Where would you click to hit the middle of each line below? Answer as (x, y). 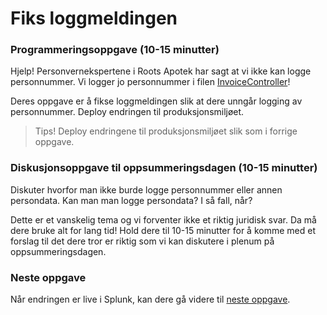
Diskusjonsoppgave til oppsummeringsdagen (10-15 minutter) (164, 168)
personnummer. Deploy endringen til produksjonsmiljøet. (127, 112)
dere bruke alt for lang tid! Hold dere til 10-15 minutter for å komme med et (163, 230)
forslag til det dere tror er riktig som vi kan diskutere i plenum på (142, 241)
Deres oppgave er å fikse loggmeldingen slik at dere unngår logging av (156, 101)
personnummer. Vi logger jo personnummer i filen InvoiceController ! (150, 82)
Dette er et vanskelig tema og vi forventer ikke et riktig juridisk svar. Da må (163, 219)
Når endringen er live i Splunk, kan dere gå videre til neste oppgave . (150, 299)
